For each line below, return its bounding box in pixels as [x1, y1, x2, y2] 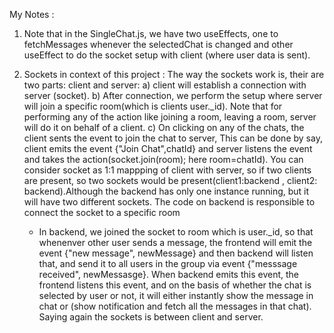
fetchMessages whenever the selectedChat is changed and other [23, 39, 294, 50]
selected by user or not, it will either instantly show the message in [38, 290, 314, 301]
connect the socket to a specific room [23, 207, 181, 218]
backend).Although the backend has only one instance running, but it [23, 185, 310, 197]
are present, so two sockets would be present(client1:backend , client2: [23, 175, 318, 186]
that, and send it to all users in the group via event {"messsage [38, 258, 298, 269]
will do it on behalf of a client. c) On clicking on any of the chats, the [23, 122, 305, 133]
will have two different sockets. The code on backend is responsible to [23, 196, 316, 208]
